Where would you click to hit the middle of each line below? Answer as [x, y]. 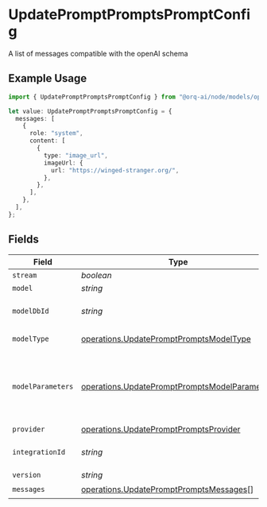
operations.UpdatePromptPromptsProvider [161, 429]
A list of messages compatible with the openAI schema [98, 53]
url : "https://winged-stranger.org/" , [115, 170]
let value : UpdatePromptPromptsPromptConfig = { [90, 111]
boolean [97, 275]
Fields [24, 240]
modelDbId [31, 311]
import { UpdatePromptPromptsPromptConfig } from [92, 97]
